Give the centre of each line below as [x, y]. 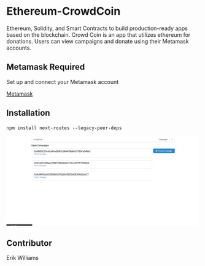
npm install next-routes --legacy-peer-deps [64, 128]
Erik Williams [22, 258]
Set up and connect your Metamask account [63, 82]
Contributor [29, 243]
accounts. [19, 48]
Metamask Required [46, 67]
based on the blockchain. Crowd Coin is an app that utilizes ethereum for [99, 34]
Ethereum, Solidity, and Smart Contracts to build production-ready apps [97, 28]
